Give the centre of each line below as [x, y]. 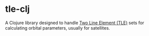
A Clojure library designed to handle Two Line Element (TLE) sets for [75, 23]
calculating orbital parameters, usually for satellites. [57, 28]
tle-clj [18, 9]
